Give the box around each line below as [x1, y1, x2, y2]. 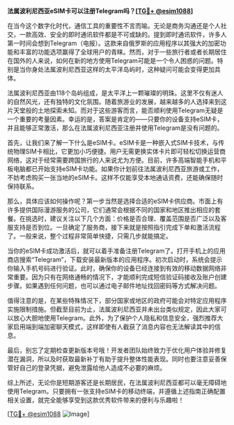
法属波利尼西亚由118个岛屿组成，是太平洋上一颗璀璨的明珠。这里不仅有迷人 [7, 89, 224, 97]
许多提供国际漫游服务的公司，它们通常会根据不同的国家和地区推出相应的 [7, 206, 214, 214]
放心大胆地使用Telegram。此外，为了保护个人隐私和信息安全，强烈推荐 [13, 314, 217, 322]
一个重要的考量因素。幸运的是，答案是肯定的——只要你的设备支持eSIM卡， [7, 115, 224, 123]
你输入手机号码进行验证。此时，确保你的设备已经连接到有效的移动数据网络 [7, 264, 221, 272]
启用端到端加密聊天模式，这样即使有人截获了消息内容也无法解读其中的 [13, 322, 214, 331]
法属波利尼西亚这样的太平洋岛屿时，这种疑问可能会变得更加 [43, 66, 214, 73]
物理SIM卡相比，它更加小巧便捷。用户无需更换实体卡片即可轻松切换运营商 [13, 147, 226, 156]
